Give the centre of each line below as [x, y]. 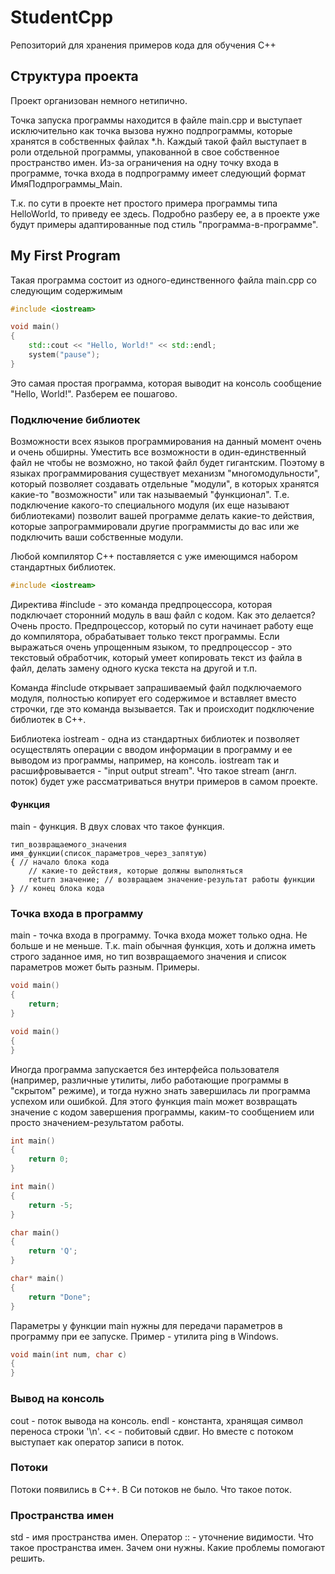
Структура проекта [74, 76]
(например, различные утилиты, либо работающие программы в [150, 1080]
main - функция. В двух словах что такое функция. [117, 827]
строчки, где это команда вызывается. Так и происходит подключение [162, 708]
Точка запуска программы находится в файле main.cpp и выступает [156, 120]
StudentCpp [62, 17]
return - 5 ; [51, 1205]
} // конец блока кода [57, 889]
